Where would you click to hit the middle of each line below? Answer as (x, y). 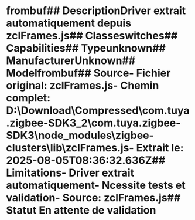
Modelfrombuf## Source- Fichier (88, 73)
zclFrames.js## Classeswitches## (92, 36)
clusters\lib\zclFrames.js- (70, 148)
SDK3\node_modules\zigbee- (80, 136)
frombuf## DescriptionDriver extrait (96, 11)
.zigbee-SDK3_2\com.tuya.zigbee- (93, 123)
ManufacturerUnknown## (71, 61)
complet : (28, 98)
